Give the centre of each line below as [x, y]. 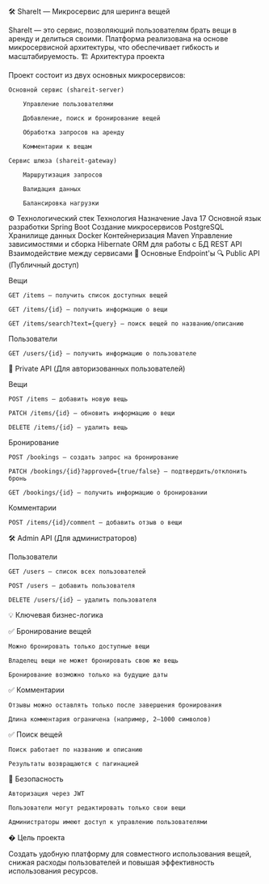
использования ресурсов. [53, 871]
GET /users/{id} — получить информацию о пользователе [103, 354]
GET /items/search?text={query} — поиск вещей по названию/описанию [126, 324]
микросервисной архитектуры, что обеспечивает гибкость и [114, 47]
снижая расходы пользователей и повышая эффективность [111, 862]
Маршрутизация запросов [63, 175]
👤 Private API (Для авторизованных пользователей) [97, 368]
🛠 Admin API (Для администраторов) [73, 538]
